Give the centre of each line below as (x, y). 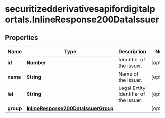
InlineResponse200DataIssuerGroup (70, 108)
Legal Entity (132, 88)
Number (36, 63)
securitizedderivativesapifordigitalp (80, 9)
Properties (22, 38)
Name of (128, 74)
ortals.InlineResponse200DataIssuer (82, 19)
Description (132, 51)
